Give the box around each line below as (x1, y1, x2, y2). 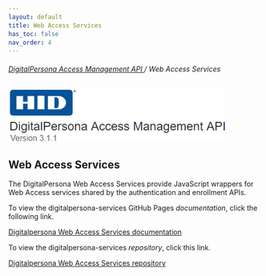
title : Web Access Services (8, 21, 103, 30)
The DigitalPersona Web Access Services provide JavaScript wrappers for (8, 179, 254, 189)
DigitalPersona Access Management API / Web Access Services (8, 64, 221, 74)
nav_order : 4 (8, 39, 52, 47)
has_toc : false (8, 30, 59, 38)
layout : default (8, 13, 62, 21)
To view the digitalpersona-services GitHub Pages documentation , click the (8, 203, 258, 213)
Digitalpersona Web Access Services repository (8, 258, 167, 268)
